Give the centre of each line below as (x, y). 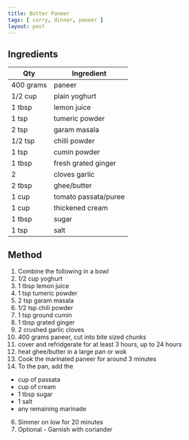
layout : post (26, 26)
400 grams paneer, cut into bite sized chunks (82, 337)
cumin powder (77, 152)
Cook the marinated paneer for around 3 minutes (87, 359)
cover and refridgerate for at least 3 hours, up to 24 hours (100, 344)
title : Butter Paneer (39, 13)
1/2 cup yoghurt (40, 278)
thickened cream (81, 208)
